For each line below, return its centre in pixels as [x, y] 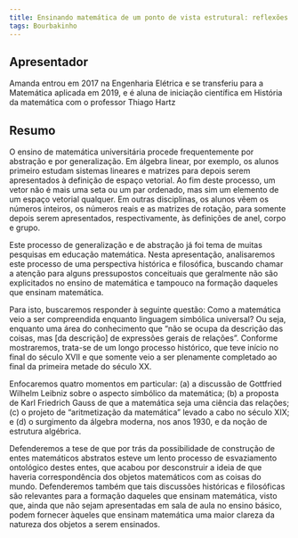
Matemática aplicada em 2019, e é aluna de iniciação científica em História [146, 93]
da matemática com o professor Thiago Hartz [93, 103]
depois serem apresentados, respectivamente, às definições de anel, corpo [148, 219]
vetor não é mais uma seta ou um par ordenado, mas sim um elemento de [144, 190]
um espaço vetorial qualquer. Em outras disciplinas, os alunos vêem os [139, 199]
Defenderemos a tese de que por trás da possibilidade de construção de [142, 449]
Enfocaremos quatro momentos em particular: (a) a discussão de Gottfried [145, 384]
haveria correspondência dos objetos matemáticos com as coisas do [135, 477]
